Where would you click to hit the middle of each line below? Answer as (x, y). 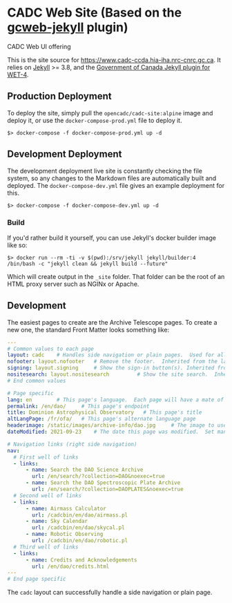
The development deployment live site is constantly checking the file (105, 171)
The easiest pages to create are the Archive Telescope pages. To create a (112, 322)
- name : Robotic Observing (64, 534)
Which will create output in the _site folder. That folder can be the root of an (116, 276)
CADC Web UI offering (39, 46)
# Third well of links (46, 547)
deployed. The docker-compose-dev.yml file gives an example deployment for (116, 185)
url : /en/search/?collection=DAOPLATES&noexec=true (108, 489)
